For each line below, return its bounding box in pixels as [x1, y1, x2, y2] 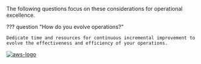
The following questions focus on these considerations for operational [6, 5, 183, 12]
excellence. [6, 11, 35, 19]
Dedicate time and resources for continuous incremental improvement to [6, 35, 196, 41]
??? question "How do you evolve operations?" [6, 24, 124, 30]
